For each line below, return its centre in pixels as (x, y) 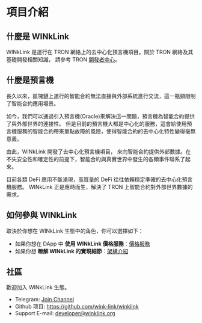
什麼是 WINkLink (38, 36)
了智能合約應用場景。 (32, 103)
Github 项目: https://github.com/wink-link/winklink (77, 307)
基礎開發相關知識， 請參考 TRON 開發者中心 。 (63, 60)
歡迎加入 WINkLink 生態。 (38, 288)
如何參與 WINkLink (41, 215)
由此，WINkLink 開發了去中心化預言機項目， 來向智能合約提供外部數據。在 (99, 152)
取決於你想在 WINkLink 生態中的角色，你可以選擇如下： (75, 231)
